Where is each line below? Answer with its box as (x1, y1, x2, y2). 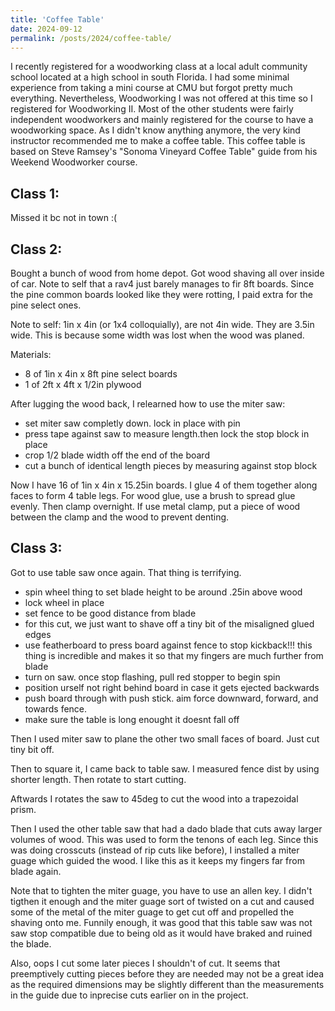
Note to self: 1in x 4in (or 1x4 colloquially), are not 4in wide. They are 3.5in (10, 319, 315, 330)
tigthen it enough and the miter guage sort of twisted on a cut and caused (10, 895, 315, 907)
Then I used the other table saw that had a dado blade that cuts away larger (10, 822, 323, 835)
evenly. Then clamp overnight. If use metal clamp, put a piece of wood (10, 501, 301, 512)
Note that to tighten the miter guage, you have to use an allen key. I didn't (10, 884, 313, 896)
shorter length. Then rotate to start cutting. (10, 773, 187, 785)
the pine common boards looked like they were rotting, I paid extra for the (10, 289, 314, 300)
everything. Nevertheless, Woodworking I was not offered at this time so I (10, 92, 313, 105)
